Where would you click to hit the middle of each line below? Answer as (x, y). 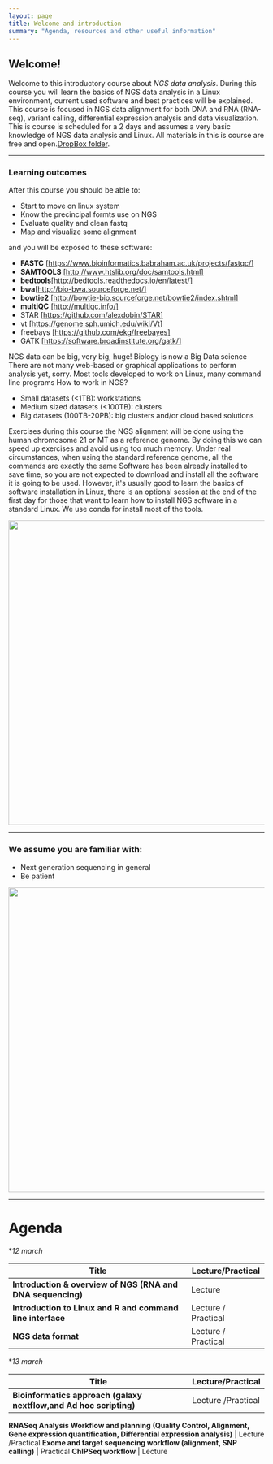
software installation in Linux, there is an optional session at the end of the (133, 492)
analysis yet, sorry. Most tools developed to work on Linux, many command (135, 374)
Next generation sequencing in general (85, 867)
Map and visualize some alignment (78, 232)
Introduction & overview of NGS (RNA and (95, 1284)
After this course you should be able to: (74, 190)
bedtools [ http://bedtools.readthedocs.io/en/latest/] (106, 280)
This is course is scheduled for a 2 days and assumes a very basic (120, 127)
